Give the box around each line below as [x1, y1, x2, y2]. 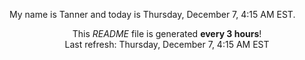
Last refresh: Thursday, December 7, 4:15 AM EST [64, 39, 270, 50]
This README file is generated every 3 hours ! [72, 28, 262, 39]
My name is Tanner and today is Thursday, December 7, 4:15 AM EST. [9, 9, 296, 20]
